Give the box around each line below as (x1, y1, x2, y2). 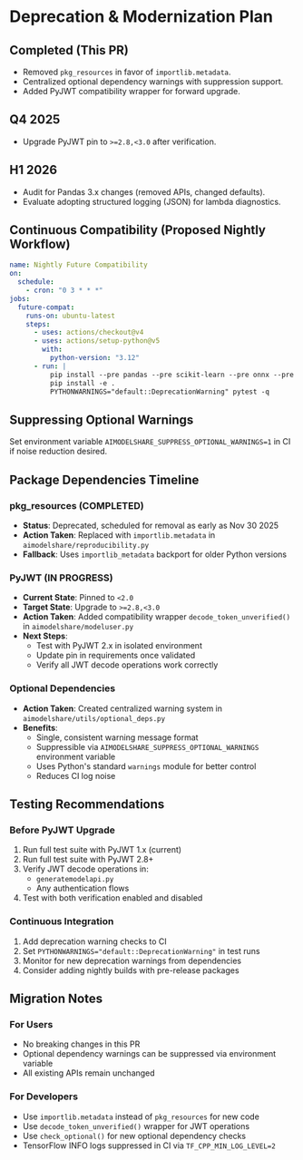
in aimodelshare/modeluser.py (22, 621, 134, 632)
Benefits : (22, 722, 58, 733)
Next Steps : (22, 630, 68, 641)
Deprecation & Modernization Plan (9, 6, 274, 27)
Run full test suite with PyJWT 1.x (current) (22, 844, 182, 855)
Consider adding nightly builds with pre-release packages (22, 964, 239, 976)
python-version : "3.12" (49, 354, 141, 363)
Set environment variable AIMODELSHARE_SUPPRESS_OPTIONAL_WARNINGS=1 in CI (9, 436, 291, 447)
